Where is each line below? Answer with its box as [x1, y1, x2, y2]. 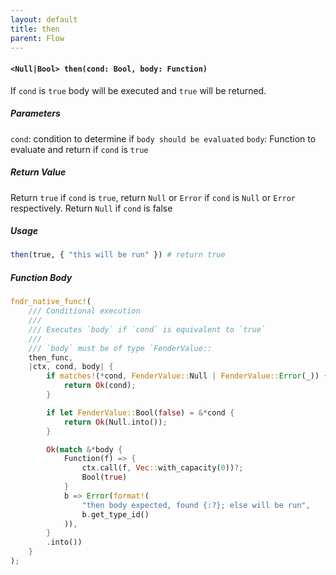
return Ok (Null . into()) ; [63, 417, 168, 427]
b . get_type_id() [81, 509, 150, 520]
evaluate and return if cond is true [10, 143, 149, 155]
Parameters [10, 107, 61, 120]
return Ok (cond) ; [63, 381, 137, 391]
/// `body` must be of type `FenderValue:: [28, 343, 213, 353]
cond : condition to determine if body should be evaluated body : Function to [10, 132, 317, 145]
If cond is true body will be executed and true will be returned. [10, 84, 267, 96]
